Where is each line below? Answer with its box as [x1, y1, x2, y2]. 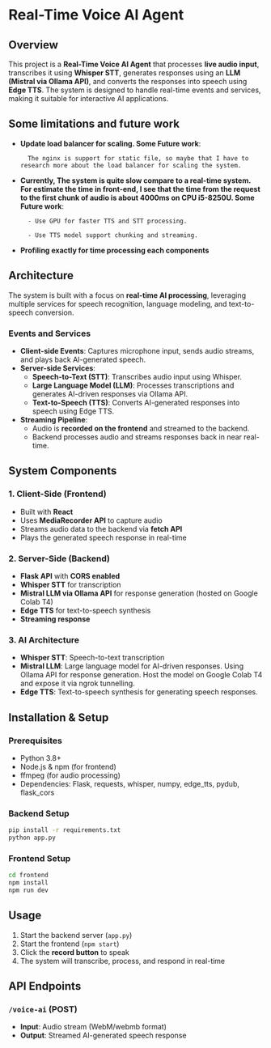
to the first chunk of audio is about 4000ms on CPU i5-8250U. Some [19, 193, 255, 202]
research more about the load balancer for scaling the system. [19, 161, 242, 169]
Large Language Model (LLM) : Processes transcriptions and [32, 380, 235, 390]
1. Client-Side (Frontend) [8, 488, 107, 499]
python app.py [8, 834, 57, 842]
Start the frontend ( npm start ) [19, 939, 120, 948]
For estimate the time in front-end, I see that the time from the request [19, 184, 260, 193]
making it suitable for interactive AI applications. [8, 94, 169, 103]
